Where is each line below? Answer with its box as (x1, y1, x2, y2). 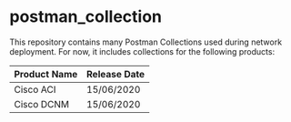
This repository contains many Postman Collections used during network (9, 36, 283, 47)
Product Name (14, 67, 78, 80)
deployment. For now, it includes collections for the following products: (9, 46, 276, 56)
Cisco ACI (14, 83, 56, 96)
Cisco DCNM (14, 97, 70, 110)
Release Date (85, 67, 145, 80)
